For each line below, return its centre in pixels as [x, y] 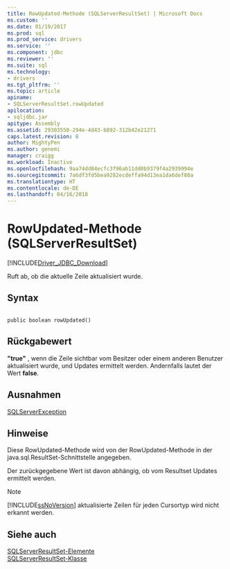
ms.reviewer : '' [30, 59]
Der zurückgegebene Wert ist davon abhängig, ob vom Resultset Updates [112, 471]
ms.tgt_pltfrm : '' [34, 85]
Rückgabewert [39, 341]
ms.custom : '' [28, 20]
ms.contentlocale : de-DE [43, 188]
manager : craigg [30, 156]
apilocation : [26, 110]
